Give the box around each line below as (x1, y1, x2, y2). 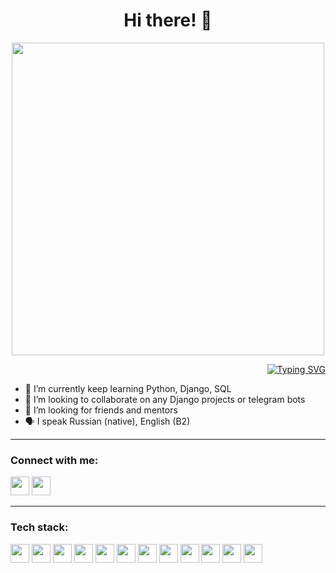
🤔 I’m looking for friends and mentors (24, 404, 178, 416)
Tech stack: (10, 520, 69, 534)
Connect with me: (10, 453, 99, 467)
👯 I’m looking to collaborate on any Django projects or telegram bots (24, 393, 306, 405)
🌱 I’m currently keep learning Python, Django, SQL (24, 382, 232, 394)
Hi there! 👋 (123, 9, 213, 32)
